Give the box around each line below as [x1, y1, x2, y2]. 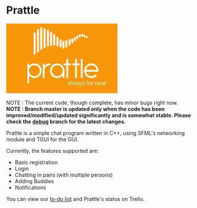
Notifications [14, 184, 46, 191]
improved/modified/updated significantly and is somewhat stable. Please [6, 111, 192, 119]
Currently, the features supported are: [6, 147, 99, 154]
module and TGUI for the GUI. [6, 136, 79, 143]
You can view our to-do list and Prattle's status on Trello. [6, 195, 145, 202]
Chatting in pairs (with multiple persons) [14, 171, 113, 178]
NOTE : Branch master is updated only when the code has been [6, 105, 165, 113]
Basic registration [14, 158, 58, 166]
